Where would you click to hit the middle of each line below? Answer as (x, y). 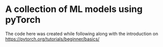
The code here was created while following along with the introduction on (82, 33)
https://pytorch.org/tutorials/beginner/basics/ (52, 39)
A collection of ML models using (74, 9)
